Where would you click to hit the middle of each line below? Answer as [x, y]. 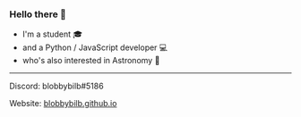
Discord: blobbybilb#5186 [57, 86]
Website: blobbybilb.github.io [63, 104]
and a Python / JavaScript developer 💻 [95, 47]
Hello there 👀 [38, 14]
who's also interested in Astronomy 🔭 [91, 61]
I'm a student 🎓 [52, 34]
